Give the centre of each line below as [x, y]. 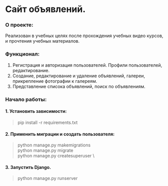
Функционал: [23, 54]
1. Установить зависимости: [36, 111]
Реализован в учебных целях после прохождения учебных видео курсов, [84, 36]
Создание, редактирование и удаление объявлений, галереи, [79, 76]
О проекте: [19, 25]
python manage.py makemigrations [54, 145]
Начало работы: [26, 99]
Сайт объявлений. [46, 9]
